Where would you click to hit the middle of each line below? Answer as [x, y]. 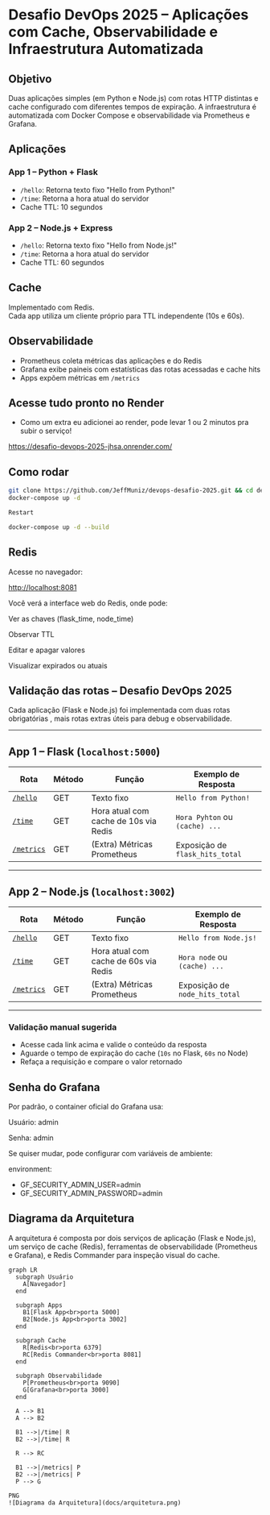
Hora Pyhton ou [204, 818]
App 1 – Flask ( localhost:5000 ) [84, 751]
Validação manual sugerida [63, 1027]
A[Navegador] [45, 1284]
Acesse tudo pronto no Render [86, 403]
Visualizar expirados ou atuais [58, 665]
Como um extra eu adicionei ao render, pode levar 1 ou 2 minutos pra [134, 422]
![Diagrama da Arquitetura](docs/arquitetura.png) [95, 1503]
